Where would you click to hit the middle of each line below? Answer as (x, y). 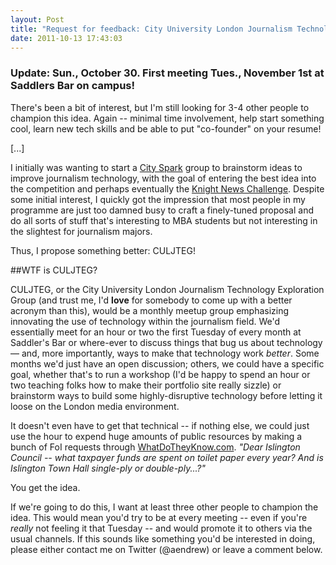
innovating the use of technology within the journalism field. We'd (145, 321)
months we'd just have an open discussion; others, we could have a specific (167, 363)
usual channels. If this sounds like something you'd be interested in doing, (163, 538)
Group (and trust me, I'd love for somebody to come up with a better (151, 300)
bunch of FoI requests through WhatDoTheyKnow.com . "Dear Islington (155, 447)
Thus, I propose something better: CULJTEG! (103, 250)
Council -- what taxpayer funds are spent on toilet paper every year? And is (167, 457)
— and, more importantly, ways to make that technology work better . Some (165, 353)
